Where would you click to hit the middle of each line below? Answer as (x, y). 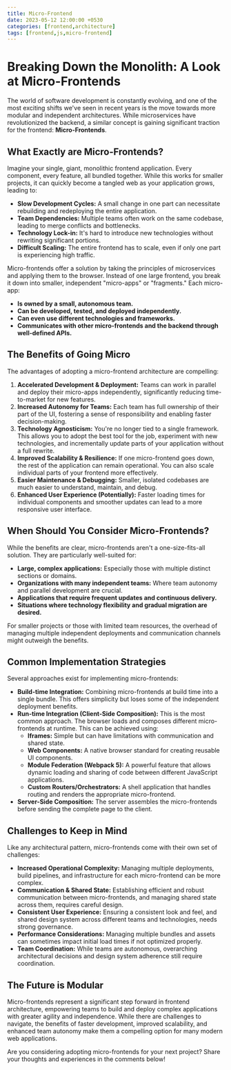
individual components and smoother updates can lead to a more (110, 502)
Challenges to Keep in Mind (67, 831)
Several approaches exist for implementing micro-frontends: (93, 678)
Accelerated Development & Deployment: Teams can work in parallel (117, 384)
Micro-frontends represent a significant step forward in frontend (98, 1002)
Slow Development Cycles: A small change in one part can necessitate (119, 204)
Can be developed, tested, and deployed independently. (99, 311)
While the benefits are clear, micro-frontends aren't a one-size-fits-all (106, 547)
